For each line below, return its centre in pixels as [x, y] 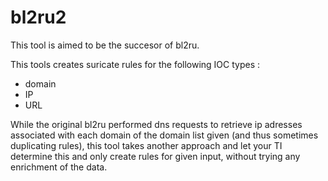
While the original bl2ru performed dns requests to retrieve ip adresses [156, 124]
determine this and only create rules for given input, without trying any [155, 156]
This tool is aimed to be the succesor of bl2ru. [105, 45]
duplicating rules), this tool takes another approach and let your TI [146, 145]
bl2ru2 [38, 17]
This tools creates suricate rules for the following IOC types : [135, 64]
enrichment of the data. [59, 167]
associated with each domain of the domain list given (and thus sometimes [164, 135]
